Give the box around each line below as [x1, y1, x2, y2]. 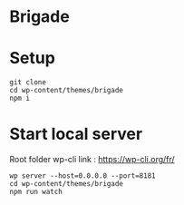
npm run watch [9, 188, 63, 197]
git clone [9, 78, 47, 87]
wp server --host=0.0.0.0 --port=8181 [9, 171, 156, 181]
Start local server [9, 124, 143, 144]
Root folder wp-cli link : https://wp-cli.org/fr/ [9, 154, 175, 165]
